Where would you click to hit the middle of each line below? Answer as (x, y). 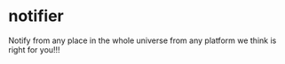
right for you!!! (34, 49)
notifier (36, 16)
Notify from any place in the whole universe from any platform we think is (142, 40)
